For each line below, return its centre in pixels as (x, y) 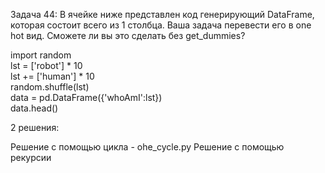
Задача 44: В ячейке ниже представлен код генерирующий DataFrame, (162, 14)
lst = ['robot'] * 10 (46, 65)
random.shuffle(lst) (50, 87)
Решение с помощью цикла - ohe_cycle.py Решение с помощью (147, 147)
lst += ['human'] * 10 (52, 76)
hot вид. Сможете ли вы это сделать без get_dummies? (128, 35)
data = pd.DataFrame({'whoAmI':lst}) (86, 97)
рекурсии (31, 157)
